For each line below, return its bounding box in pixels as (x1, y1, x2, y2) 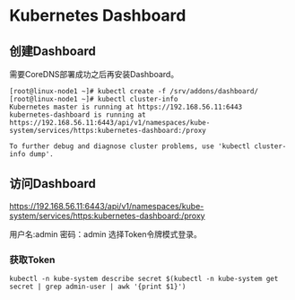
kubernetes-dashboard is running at (9, 110, 146, 119)
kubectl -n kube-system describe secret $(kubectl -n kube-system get (9, 275, 279, 284)
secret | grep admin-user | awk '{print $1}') (9, 282, 187, 292)
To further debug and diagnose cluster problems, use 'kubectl (9, 142, 251, 151)
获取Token (9, 253, 56, 266)
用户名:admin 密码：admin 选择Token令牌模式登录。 (9, 228, 202, 239)
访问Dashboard (9, 176, 96, 191)
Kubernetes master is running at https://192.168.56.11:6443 (9, 102, 243, 111)
